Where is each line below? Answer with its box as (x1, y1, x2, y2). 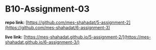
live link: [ (5, 34, 25, 40)
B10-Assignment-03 (5, 3, 89, 15)
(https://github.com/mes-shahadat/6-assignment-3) (5, 24, 111, 30)
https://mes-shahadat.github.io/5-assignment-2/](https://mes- (25, 34, 151, 40)
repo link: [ (5, 19, 28, 25)
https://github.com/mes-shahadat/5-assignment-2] (27, 19, 131, 25)
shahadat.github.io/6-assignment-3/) (5, 39, 80, 45)
